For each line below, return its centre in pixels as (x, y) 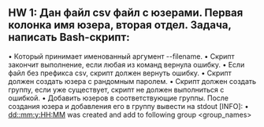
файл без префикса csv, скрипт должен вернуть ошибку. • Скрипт (120, 73)
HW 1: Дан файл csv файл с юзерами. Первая (126, 13)
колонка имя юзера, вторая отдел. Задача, (120, 25)
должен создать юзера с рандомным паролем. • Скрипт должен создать (132, 81)
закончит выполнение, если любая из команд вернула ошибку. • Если (126, 64)
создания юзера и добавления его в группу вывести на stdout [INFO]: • (128, 106)
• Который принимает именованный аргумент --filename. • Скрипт (121, 56)
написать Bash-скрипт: (69, 37)
